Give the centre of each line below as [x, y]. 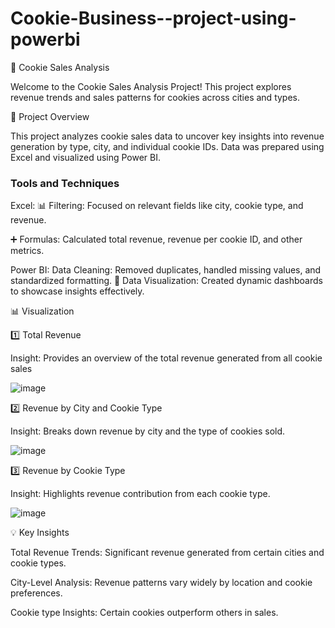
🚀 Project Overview [50, 116]
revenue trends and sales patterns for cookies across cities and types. [155, 97]
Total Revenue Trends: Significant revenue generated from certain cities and [167, 553]
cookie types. [38, 563]
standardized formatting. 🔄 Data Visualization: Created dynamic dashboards [166, 281]
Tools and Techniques [65, 183]
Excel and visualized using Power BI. [86, 157]
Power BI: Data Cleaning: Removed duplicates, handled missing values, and [166, 270]
